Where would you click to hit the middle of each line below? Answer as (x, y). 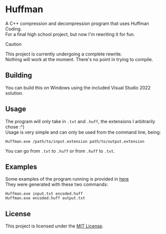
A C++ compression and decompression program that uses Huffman (77, 23)
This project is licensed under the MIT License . (54, 226)
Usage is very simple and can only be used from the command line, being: (83, 132)
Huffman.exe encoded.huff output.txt (45, 198)
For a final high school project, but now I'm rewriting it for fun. (70, 34)
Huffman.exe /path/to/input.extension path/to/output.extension (75, 141)
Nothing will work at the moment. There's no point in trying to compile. (79, 59)
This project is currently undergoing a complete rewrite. (64, 54)
